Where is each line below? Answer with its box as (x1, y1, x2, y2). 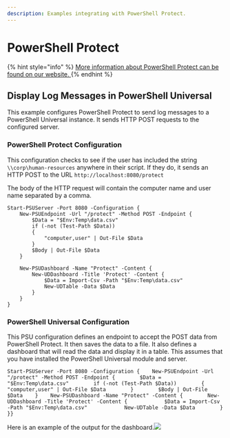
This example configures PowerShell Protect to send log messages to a (7, 108, 209, 117)
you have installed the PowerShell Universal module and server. (7, 355, 188, 363)
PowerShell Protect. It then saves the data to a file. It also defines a (7, 339, 198, 348)
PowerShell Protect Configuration (7, 140, 123, 150)
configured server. (7, 123, 60, 131)
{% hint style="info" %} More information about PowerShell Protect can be (7, 63, 219, 71)
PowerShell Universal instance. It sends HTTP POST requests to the (7, 115, 200, 124)
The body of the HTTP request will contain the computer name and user (7, 183, 211, 192)
